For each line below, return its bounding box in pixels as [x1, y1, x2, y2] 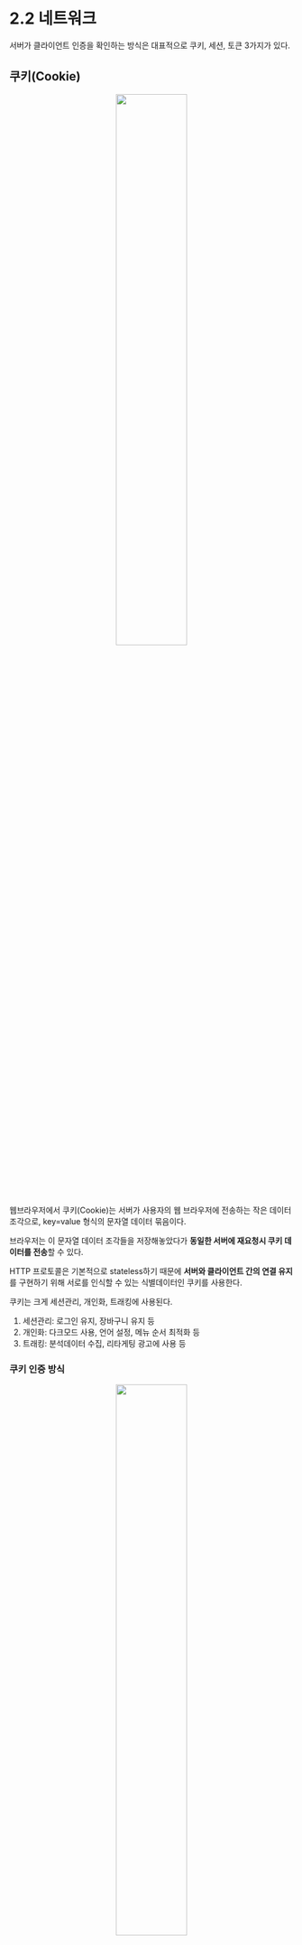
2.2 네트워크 [9, 8, 97, 29]
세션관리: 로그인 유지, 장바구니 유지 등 [22, 1315, 155, 1326]
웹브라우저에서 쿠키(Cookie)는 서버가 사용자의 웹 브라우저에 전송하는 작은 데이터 [9, 1204, 292, 1215]
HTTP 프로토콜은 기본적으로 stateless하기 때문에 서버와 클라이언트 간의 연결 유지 [9, 1265, 293, 1276]
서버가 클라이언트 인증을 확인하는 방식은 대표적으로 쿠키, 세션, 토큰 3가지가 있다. [9, 40, 291, 51]
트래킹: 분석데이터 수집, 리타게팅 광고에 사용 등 [22, 1337, 187, 1348]
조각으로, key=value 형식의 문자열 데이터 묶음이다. [9, 1215, 187, 1226]
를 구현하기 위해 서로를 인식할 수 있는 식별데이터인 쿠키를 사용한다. [9, 1277, 243, 1288]
